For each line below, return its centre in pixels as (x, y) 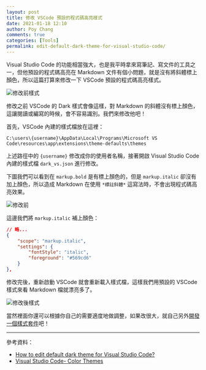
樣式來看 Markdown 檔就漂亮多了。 (51, 290)
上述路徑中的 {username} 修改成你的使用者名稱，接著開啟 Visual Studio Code (103, 156)
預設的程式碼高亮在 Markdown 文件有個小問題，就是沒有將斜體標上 (112, 72)
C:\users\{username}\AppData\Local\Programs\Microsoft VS (82, 138)
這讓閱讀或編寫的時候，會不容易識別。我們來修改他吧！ (76, 114)
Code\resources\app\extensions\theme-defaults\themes (77, 144)
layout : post (23, 12)
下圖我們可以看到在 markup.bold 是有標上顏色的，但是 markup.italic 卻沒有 (101, 176)
